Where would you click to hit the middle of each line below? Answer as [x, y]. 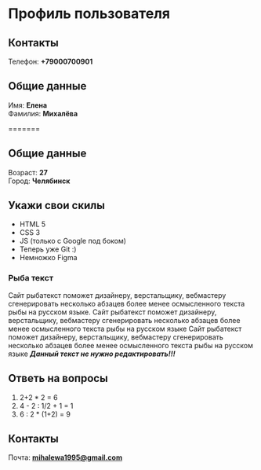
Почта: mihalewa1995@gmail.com [65, 457]
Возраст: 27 [28, 172]
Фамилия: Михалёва [43, 113]
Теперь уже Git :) [48, 249]
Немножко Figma [48, 258]
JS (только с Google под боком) [73, 241]
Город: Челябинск [39, 181]
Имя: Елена [28, 105]
